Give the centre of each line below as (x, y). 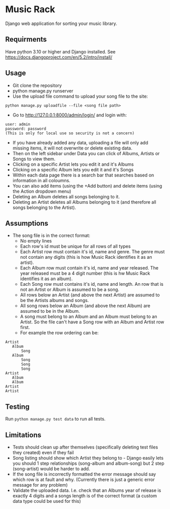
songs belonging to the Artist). (44, 207)
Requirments (26, 39)
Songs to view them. (34, 159)
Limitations (23, 435)
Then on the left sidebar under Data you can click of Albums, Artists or (86, 153)
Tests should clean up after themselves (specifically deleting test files (85, 447)
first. (25, 327)
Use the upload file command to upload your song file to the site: (80, 96)
